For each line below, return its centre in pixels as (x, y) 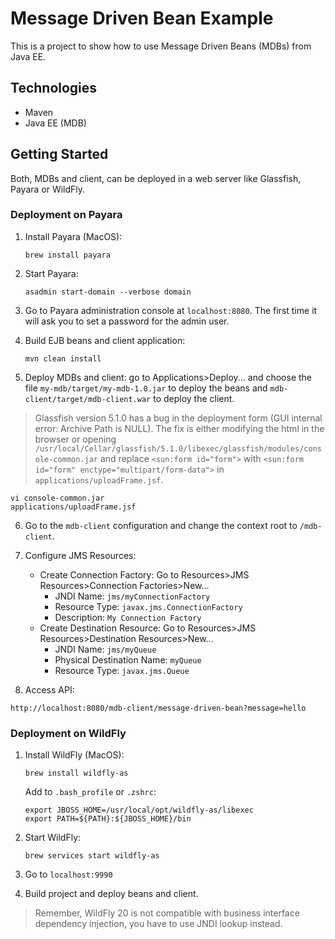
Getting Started (59, 154)
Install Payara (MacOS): (73, 236)
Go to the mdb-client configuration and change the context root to (161, 525)
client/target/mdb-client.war (88, 399)
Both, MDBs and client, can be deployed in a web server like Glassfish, (156, 178)
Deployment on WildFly (68, 733)
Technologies (54, 88)
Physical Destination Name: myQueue (128, 659)
